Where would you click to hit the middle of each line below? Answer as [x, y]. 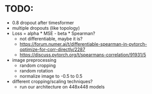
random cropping [38, 65]
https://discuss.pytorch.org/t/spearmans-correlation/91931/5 [83, 55]
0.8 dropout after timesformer [43, 23]
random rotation [36, 70]
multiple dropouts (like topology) [46, 28]
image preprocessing [34, 60]
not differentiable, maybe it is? [51, 39]
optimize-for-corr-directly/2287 [52, 49]
